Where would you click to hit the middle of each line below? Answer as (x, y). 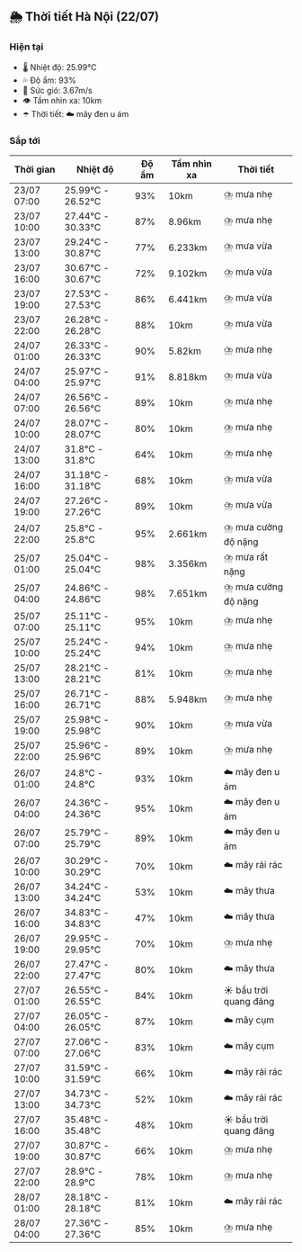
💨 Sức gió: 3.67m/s (57, 90)
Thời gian (35, 169)
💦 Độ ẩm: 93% (49, 80)
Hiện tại (27, 47)
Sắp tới (25, 140)
